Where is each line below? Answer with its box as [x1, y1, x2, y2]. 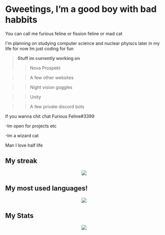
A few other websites [29, 74, 74, 80]
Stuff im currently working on [17, 55, 80, 61]
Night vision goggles [29, 84, 72, 90]
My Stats [5, 211, 34, 220]
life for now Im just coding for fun [5, 45, 74, 51]
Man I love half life [5, 142, 43, 148]
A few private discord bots [29, 103, 84, 109]
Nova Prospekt [29, 65, 61, 71]
